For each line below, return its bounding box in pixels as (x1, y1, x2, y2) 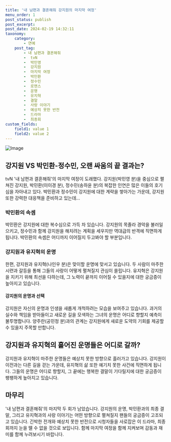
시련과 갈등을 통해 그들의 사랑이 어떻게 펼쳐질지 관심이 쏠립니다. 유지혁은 (5, 267, 150, 274)
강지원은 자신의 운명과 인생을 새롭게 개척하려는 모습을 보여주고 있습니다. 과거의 (5, 305, 162, 311)
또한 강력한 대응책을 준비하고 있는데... (5, 195, 80, 201)
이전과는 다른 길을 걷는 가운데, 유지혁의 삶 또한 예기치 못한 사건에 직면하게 (5, 362, 152, 368)
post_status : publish (5, 17, 52, 22)
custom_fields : (5, 121, 38, 127)
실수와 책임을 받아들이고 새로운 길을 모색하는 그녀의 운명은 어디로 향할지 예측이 (5, 312, 162, 318)
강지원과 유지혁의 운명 (5, 249, 56, 256)
